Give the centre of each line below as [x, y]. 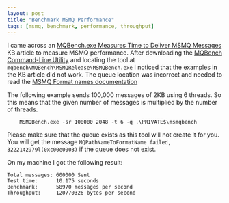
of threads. [23, 109]
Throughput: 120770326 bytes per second [71, 193]
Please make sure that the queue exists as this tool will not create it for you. [113, 135]
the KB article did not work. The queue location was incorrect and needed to [115, 75]
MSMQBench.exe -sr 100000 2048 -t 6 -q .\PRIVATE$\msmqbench [108, 122]
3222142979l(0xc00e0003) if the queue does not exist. [81, 149]
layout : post [26, 13]
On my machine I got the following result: [65, 163]
